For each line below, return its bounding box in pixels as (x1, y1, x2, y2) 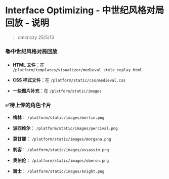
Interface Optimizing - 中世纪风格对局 (5, 5, 164, 16)
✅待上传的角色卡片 (5, 102, 52, 109)
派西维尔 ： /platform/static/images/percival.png (12, 125, 118, 131)
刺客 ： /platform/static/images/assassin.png (12, 146, 109, 152)
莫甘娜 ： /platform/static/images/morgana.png (12, 136, 111, 142)
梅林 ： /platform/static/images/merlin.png (12, 114, 105, 120)
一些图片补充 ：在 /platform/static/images (12, 88, 102, 94)
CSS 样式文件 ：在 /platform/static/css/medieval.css (12, 77, 125, 83)
